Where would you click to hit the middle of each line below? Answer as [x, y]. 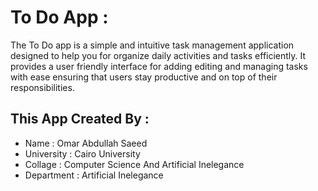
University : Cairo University [82, 153]
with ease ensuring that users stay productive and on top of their [144, 77]
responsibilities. [42, 87]
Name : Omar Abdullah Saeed [86, 143]
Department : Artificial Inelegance [94, 175]
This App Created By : [80, 119]
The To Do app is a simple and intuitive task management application [152, 45]
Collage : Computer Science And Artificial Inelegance [134, 164]
